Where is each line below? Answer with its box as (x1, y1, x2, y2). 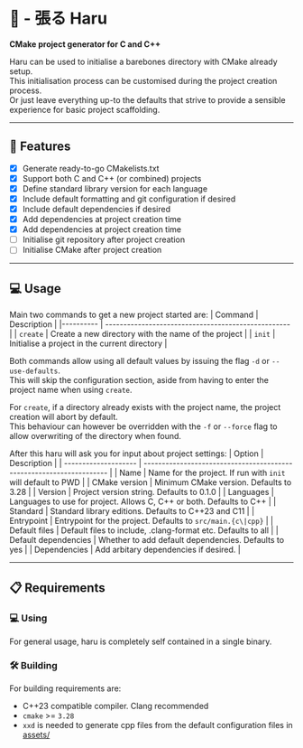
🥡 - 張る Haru (9, 8, 108, 29)
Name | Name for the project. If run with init (118, 467, 286, 479)
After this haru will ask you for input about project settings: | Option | (9, 448, 264, 459)
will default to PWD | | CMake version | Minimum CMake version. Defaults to (9, 477, 292, 488)
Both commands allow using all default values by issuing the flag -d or (9, 356, 271, 367)
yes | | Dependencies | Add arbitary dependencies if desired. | (9, 544, 241, 556)
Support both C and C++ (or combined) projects (22, 173, 202, 183)
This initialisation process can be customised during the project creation (9, 75, 278, 86)
